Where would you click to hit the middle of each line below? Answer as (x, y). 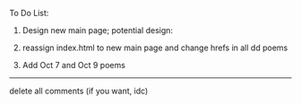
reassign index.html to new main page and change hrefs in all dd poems (155, 48)
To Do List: (29, 13)
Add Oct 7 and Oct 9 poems (73, 65)
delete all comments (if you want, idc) (79, 91)
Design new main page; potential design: (97, 30)
